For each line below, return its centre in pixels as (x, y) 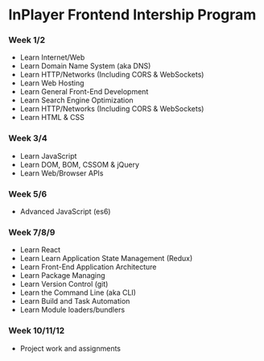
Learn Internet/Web (52, 57)
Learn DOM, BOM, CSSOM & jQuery (79, 164)
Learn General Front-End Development (84, 92)
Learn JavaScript (48, 156)
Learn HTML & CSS (52, 118)
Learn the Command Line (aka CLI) (78, 293)
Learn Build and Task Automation (75, 301)
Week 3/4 (28, 139)
